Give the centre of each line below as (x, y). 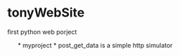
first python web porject (42, 32)
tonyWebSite (46, 13)
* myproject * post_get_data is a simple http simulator (95, 45)
